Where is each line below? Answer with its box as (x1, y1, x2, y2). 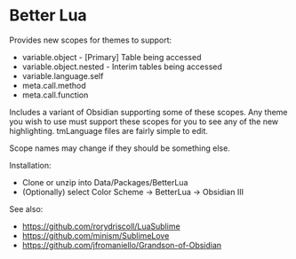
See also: (9, 203, 44, 214)
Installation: (9, 160, 52, 170)
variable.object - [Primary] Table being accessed (21, 51, 202, 62)
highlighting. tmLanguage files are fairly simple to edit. (9, 125, 209, 136)
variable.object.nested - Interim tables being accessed (21, 61, 222, 72)
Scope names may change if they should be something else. (9, 143, 231, 153)
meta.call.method (21, 80, 86, 90)
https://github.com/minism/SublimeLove (21, 230, 170, 240)
